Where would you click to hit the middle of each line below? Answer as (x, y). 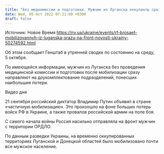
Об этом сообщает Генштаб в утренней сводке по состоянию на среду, (80, 52)
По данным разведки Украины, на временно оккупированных (70, 136)
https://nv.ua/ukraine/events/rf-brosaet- (97, 33)
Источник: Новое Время (30, 33)
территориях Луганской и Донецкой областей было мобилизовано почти (82, 141)
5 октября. (16, 58)
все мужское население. (31, 147)
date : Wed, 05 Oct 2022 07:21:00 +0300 (46, 14)
